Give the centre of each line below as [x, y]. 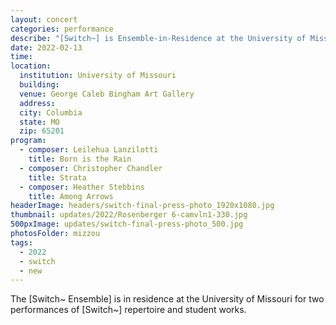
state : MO [39, 122]
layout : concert [44, 19]
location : [31, 66]
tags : [21, 242]
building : [39, 85]
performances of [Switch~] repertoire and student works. [128, 310]
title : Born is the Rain [80, 159]
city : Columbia [51, 112]
